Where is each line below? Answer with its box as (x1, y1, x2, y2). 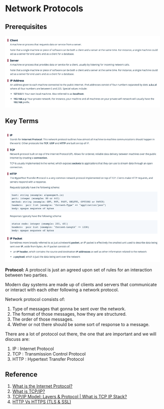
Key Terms (5, 117, 39, 125)
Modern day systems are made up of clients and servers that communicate (5, 281, 157, 287)
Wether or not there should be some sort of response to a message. (12, 321, 150, 327)
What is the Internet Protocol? (12, 383, 73, 389)
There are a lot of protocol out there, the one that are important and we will (5, 331, 157, 337)
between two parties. (5, 272, 48, 278)
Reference (5, 370, 38, 379)
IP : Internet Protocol (12, 346, 54, 352)
